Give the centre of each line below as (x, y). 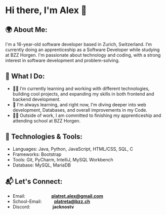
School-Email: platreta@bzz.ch (51, 201)
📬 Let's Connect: (34, 182)
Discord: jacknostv (43, 207)
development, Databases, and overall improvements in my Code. (80, 110)
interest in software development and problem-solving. (63, 60)
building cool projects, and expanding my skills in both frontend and (83, 94)
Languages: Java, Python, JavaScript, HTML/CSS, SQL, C (73, 149)
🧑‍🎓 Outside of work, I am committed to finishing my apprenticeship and (87, 115)
